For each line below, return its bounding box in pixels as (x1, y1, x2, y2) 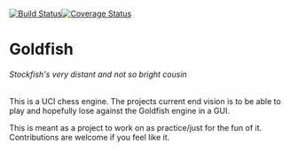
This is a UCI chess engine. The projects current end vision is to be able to (9, 96, 281, 107)
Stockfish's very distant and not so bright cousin (9, 69, 188, 79)
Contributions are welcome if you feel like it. (9, 132, 170, 143)
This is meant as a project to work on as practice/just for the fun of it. (9, 123, 263, 133)
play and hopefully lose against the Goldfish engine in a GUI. (9, 106, 231, 117)
